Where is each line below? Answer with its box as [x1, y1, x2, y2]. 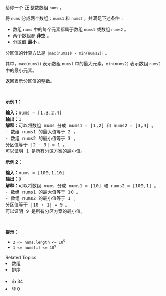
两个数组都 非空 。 [12, 33, 52, 38]
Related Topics [5, 255, 37, 260]
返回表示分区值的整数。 [5, 78, 55, 84]
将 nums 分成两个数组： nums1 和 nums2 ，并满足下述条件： [5, 15, 124, 21]
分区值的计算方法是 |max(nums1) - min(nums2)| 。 [5, 50, 110, 56]
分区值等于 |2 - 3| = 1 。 [5, 142, 67, 147]
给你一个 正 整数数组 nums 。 [5, 5, 65, 10]
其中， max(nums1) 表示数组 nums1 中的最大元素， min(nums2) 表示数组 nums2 [5, 61, 161, 66]
